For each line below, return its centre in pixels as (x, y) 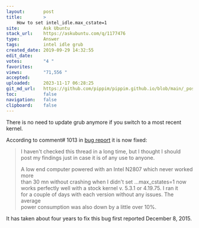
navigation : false (32, 99)
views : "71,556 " (37, 72)
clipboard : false (32, 105)
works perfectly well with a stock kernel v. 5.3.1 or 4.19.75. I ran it (99, 188)
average (31, 200)
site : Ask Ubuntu (38, 28)
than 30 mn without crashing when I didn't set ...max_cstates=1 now (103, 182)
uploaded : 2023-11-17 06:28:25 (50, 84)
